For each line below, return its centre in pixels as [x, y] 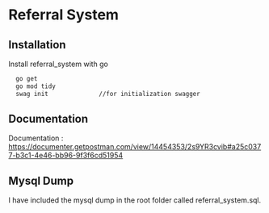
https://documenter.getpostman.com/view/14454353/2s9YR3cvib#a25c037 [135, 147]
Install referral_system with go [59, 64]
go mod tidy [36, 86]
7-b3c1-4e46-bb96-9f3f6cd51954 [66, 156]
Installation [37, 45]
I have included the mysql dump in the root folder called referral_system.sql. [135, 200]
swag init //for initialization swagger [108, 94]
